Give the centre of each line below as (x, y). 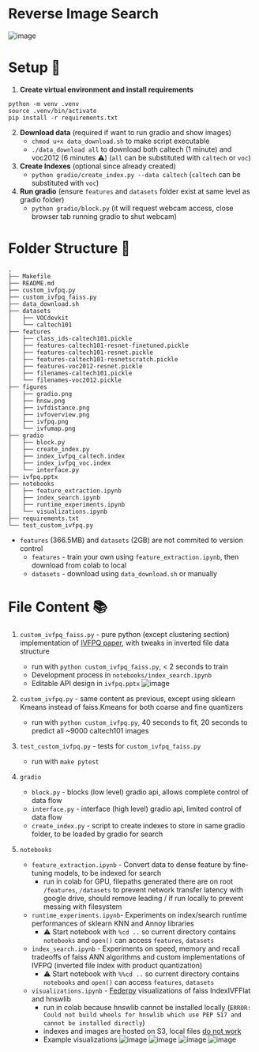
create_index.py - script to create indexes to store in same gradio (138, 825)
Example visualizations (80, 1039)
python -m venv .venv (44, 104)
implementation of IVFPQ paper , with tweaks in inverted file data (124, 643)
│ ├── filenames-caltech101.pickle (70, 373)
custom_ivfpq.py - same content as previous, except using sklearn (127, 698)
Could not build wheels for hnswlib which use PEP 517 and (143, 1015)
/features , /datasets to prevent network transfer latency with (143, 889)
